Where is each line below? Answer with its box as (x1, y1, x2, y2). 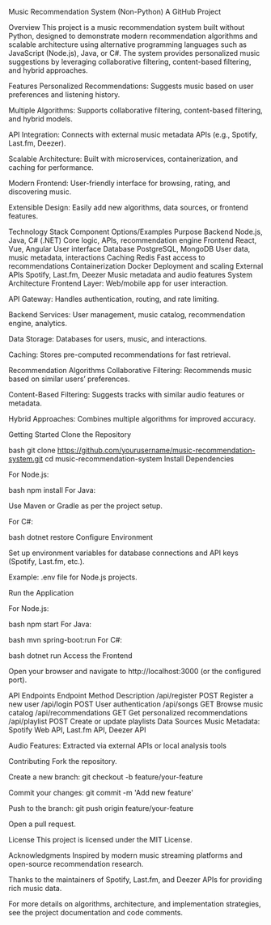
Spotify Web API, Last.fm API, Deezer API (8, 725, 146, 735)
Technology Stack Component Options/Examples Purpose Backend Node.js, (8, 227, 263, 236)
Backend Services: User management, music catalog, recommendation (8, 310, 245, 319)
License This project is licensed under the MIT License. (8, 835, 193, 844)
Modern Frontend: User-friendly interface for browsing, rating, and (8, 178, 231, 188)
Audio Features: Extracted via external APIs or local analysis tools (8, 740, 227, 750)
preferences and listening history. (8, 90, 121, 100)
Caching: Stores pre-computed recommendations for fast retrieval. (8, 350, 231, 359)
